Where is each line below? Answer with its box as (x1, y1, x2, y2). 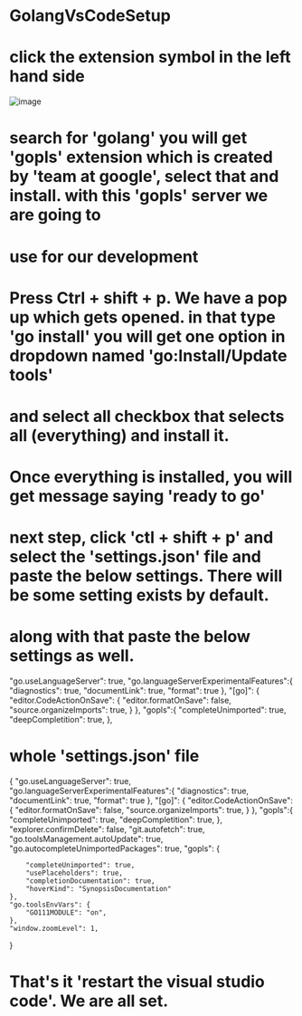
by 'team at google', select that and (9, 167, 279, 187)
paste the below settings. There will (9, 566, 283, 587)
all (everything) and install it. (9, 425, 230, 446)
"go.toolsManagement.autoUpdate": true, (9, 834, 164, 845)
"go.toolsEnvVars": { (9, 900, 91, 910)
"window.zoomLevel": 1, (9, 925, 99, 934)
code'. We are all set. (9, 991, 169, 1011)
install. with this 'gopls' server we (9, 186, 269, 206)
